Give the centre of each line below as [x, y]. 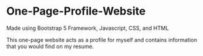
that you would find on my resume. [50, 46]
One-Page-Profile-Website [76, 11]
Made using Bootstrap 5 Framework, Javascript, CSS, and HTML [88, 28]
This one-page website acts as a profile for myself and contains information [102, 40]
